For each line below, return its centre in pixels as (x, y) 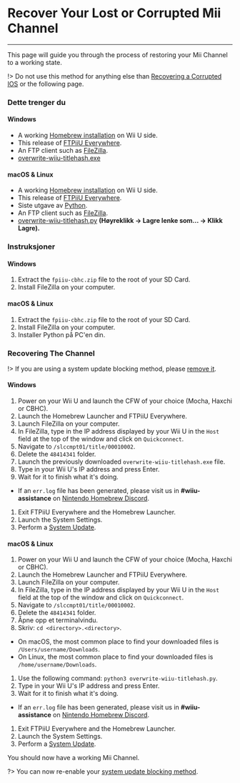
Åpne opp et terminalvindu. (58, 620)
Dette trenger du (37, 102)
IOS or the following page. (46, 84)
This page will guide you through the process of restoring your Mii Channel (118, 54)
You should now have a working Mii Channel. (74, 758)
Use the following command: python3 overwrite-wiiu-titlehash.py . (117, 678)
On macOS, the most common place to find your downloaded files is (118, 642)
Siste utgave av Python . (52, 206)
